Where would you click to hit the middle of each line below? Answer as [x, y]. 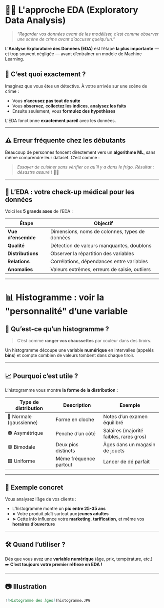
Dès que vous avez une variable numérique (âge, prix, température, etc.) [79, 559]
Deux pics [67, 445]
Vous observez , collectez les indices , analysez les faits [69, 106]
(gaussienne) [23, 423]
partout [64, 465]
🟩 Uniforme [21, 461]
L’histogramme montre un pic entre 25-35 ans [59, 508]
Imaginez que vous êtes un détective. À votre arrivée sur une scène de [76, 86]
